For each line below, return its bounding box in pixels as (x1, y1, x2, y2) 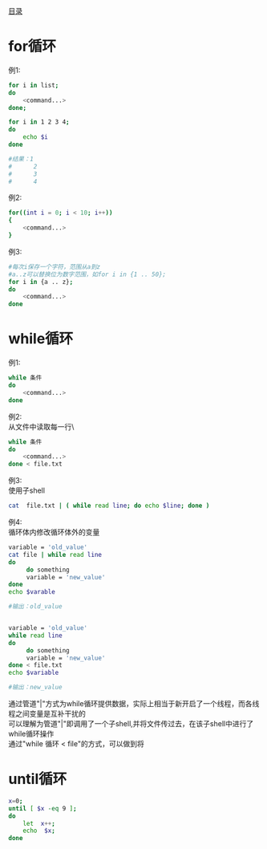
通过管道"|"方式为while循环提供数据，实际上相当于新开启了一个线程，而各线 (8, 699, 260, 708)
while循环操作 (8, 729, 55, 738)
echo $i (22, 133, 48, 141)
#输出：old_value (8, 603, 63, 611)
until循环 (8, 770, 67, 788)
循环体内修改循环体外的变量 (8, 527, 100, 537)
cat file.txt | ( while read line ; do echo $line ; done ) (8, 502, 210, 510)
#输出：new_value (8, 684, 63, 692)
